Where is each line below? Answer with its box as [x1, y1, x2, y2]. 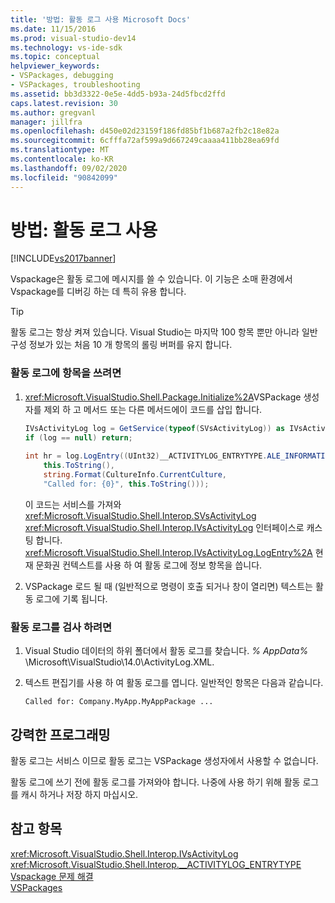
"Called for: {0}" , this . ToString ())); [43, 479, 210, 489]
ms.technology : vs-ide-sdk [10, 42, 123, 53]
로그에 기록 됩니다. [35, 592, 108, 605]
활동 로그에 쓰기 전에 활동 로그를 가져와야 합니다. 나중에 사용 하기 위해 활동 [10, 776, 301, 788]
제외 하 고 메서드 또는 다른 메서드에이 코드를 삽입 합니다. [43, 403, 263, 415]
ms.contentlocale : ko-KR [10, 154, 114, 164]
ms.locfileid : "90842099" [10, 172, 118, 183]
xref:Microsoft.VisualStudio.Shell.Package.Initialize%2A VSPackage [24, 391, 302, 403]
